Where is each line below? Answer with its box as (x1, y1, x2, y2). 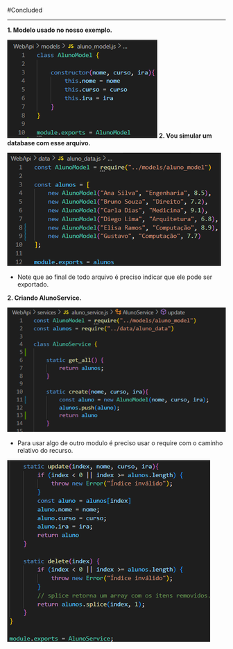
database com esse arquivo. (7, 139, 91, 147)
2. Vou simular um (158, 131, 213, 140)
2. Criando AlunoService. (7, 294, 82, 302)
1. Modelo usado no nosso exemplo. (7, 26, 112, 34)
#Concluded (7, 6, 43, 14)
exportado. (17, 280, 49, 288)
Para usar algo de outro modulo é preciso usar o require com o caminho (17, 438, 223, 447)
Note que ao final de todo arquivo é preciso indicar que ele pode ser (17, 273, 213, 281)
